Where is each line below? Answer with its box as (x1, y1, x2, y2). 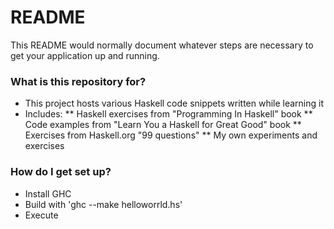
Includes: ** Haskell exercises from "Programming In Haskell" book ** (24, 108, 313, 120)
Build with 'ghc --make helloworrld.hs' (24, 198, 183, 210)
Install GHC (24, 187, 72, 200)
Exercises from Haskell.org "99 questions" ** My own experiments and (24, 129, 318, 141)
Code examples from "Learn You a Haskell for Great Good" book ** (24, 119, 302, 131)
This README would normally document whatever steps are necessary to (10, 39, 314, 51)
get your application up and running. (10, 49, 160, 61)
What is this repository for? (10, 74, 147, 88)
